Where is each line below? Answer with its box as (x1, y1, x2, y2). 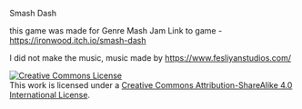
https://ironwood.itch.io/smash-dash (9, 35, 146, 45)
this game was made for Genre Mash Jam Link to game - (9, 25, 223, 35)
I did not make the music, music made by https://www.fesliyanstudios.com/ (9, 53, 292, 63)
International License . (9, 90, 91, 100)
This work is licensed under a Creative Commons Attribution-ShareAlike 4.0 (9, 80, 293, 90)
